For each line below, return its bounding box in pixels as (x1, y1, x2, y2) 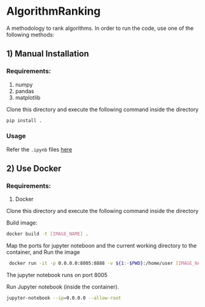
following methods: (6, 31, 55, 38)
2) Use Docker (6, 164, 62, 174)
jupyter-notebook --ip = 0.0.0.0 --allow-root (6, 295, 121, 302)
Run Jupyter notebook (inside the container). (6, 283, 119, 291)
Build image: (6, 219, 38, 226)
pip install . (6, 117, 43, 123)
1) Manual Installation (6, 49, 90, 59)
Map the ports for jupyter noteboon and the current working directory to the (6, 242, 197, 250)
